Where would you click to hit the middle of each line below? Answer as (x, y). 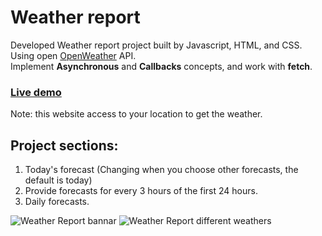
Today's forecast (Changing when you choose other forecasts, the (161, 170)
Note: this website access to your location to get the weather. (136, 114)
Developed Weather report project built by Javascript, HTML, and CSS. (156, 45)
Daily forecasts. (57, 202)
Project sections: (64, 145)
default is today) (58, 180)
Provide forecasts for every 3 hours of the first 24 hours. (141, 191)
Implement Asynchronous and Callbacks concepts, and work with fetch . (161, 66)
